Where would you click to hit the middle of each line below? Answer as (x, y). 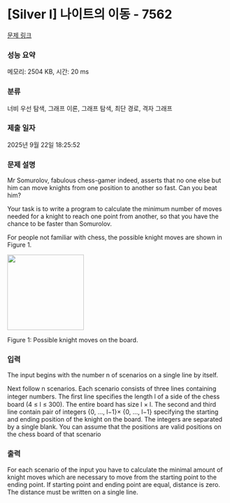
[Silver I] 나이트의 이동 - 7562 (90, 14)
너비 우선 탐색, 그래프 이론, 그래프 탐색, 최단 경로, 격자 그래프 (90, 108)
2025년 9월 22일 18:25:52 (44, 145)
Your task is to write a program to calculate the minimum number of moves (115, 209)
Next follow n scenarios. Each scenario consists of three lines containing (112, 389)
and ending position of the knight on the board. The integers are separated (115, 420)
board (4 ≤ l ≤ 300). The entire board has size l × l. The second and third (112, 405)
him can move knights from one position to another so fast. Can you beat (112, 188)
